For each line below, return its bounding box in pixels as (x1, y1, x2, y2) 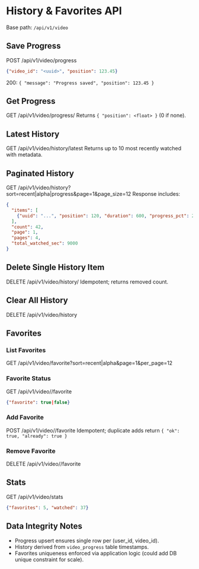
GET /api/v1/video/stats (6, 493, 63, 500)
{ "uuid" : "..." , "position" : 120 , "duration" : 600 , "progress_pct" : (17, 212, 190, 219)
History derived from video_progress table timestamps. (14, 543, 149, 550)
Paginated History (6, 168, 74, 179)
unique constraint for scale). (14, 556, 84, 563)
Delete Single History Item (6, 262, 105, 272)
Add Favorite (6, 414, 44, 422)
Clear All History (6, 295, 68, 306)
